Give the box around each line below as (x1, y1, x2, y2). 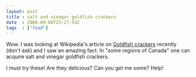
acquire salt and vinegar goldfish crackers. (6, 53, 109, 60)
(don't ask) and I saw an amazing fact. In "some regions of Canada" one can (6, 47, 190, 54)
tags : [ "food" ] (6, 24, 49, 31)
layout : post (6, 8, 38, 15)
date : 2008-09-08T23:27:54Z (6, 19, 80, 25)
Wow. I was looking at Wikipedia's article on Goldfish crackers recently (6, 41, 177, 48)
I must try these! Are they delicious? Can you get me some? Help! (6, 65, 164, 72)
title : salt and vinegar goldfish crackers (6, 14, 116, 20)
